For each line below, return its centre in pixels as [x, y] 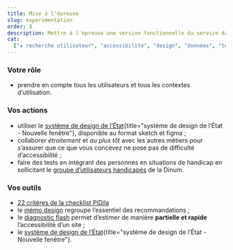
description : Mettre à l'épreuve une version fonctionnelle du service [113, 33]
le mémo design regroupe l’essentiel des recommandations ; [103, 210]
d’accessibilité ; [39, 155]
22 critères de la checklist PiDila [63, 202]
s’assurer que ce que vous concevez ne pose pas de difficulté [106, 148]
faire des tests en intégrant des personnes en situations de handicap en [120, 162]
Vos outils [24, 188]
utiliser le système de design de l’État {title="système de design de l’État [120, 125]
